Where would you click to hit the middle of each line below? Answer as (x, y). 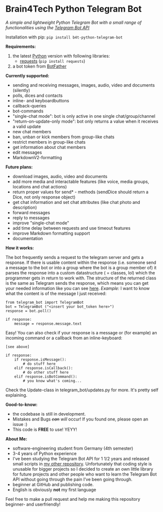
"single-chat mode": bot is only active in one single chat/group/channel (84, 116)
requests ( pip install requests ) (52, 61)
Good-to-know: (22, 404)
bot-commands (28, 111)
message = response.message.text (48, 324)
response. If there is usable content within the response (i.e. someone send (81, 262)
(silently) (21, 90)
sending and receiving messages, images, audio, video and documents (83, 85)
